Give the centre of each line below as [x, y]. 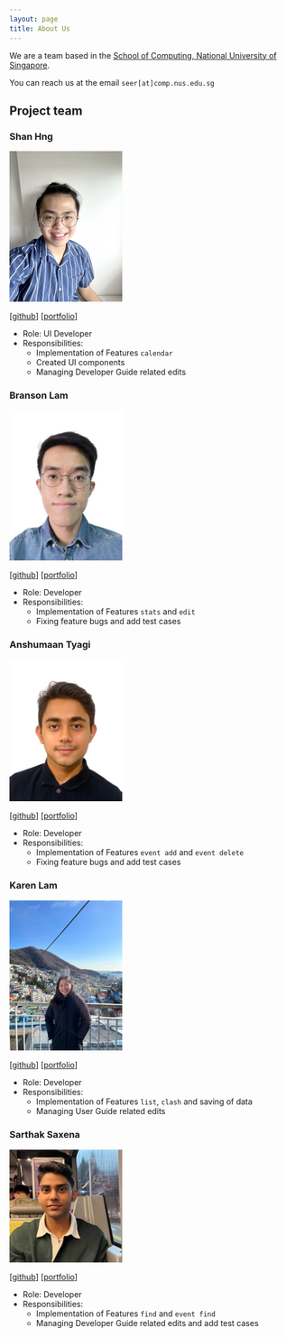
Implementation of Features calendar [104, 353]
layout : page [34, 19]
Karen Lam [34, 886]
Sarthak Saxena [45, 1135]
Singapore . [30, 65]
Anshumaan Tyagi [50, 644]
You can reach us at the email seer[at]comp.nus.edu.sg [112, 82]
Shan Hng [32, 136]
